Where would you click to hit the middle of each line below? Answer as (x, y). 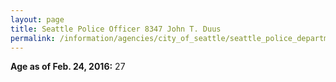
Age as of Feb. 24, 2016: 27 (68, 67)
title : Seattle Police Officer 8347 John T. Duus (116, 29)
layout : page (37, 19)
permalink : (33, 38)
